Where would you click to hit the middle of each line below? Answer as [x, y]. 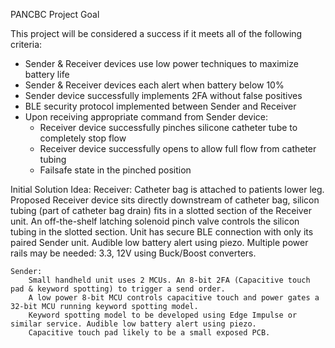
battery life [47, 74]
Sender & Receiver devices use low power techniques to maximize [161, 63]
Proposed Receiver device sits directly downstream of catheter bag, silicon [165, 200]
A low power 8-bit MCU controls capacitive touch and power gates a [174, 298]
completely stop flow [83, 138]
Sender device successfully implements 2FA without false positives [163, 95]
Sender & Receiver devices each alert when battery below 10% [154, 85]
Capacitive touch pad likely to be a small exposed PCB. [149, 333]
